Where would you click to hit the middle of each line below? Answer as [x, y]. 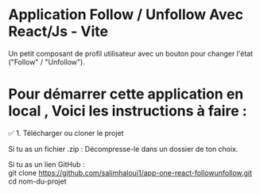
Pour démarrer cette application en [126, 94]
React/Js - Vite [58, 31]
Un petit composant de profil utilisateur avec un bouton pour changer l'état [131, 53]
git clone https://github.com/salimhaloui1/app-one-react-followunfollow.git [130, 173]
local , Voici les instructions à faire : [128, 111]
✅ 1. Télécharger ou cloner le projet [66, 133]
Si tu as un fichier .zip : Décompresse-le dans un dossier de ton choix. [123, 149]
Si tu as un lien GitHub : [47, 164]
